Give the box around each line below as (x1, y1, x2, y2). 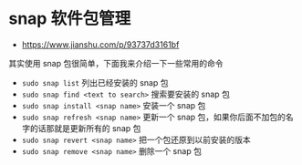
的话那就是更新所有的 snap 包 (29, 122, 141, 133)
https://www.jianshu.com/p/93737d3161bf (21, 38, 180, 50)
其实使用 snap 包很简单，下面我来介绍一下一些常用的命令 (8, 57, 224, 68)
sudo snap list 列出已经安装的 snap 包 (21, 77, 169, 88)
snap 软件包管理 (8, 8, 131, 29)
